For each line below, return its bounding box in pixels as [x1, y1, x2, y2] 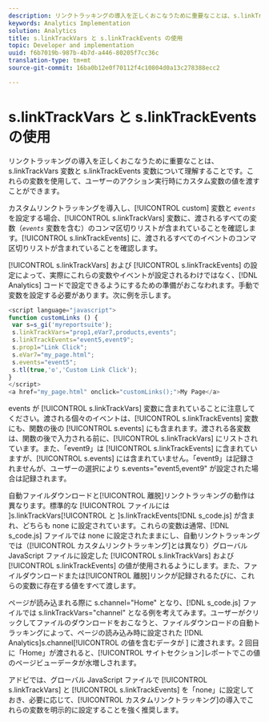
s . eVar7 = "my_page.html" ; [11, 350, 94, 359]
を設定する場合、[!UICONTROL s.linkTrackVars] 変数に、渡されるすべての [8, 213, 251, 223]
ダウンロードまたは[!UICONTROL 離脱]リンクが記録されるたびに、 [22, 571, 242, 581]
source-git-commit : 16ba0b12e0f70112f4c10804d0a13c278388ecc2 [8, 64, 220, 72]
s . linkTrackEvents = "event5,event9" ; [11, 336, 134, 345]
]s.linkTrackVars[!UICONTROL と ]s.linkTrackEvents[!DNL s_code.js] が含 [8, 510, 248, 521]
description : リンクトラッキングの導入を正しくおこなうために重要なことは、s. [8, 11, 241, 20]
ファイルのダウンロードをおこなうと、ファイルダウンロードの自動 [35, 618, 254, 627]
